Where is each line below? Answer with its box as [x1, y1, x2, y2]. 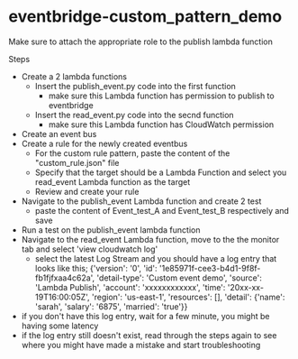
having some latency [21, 320, 99, 331]
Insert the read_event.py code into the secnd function [34, 109, 235, 120]
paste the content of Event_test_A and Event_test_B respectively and [34, 205, 290, 216]
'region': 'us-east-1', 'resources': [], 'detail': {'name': [92, 291, 285, 302]
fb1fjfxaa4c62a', [34, 272, 95, 283]
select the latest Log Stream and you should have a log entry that [34, 253, 277, 263]
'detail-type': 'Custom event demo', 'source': [96, 272, 262, 283]
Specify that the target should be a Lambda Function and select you [34, 167, 287, 178]
